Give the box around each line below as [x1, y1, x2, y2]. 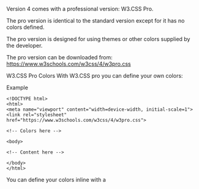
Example [6, 84, 29, 91]
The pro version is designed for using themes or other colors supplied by [6, 35, 190, 42]
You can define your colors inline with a [6, 176, 106, 183]
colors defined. [6, 24, 45, 31]
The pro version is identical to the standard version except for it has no [6, 17, 185, 24]
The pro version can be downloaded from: [6, 54, 113, 61]
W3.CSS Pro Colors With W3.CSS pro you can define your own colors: [6, 72, 183, 79]
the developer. [6, 42, 43, 49]
